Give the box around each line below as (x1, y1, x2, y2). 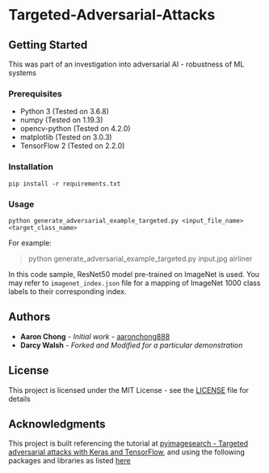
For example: (8, 237, 53, 248)
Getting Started (8, 38, 88, 52)
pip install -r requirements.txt (8, 180, 121, 188)
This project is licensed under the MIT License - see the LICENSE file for (8, 385, 249, 394)
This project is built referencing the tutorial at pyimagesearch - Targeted (8, 439, 249, 449)
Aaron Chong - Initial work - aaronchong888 (19, 331, 170, 341)
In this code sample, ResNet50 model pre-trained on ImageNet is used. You (8, 269, 260, 279)
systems (8, 68, 36, 78)
